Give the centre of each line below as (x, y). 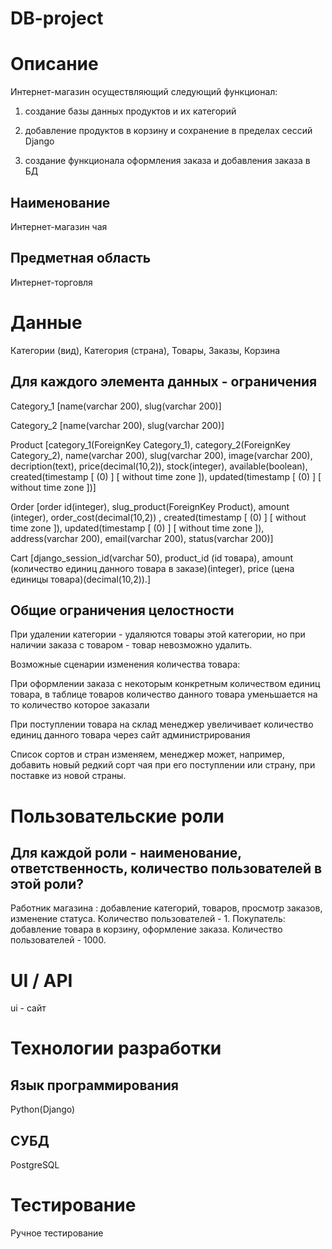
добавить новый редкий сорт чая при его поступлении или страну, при (163, 765)
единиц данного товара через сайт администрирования (130, 735)
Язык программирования (94, 1085)
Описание (54, 64)
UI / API (41, 980)
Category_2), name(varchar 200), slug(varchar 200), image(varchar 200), (161, 455)
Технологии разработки (116, 1048)
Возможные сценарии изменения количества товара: (125, 664)
